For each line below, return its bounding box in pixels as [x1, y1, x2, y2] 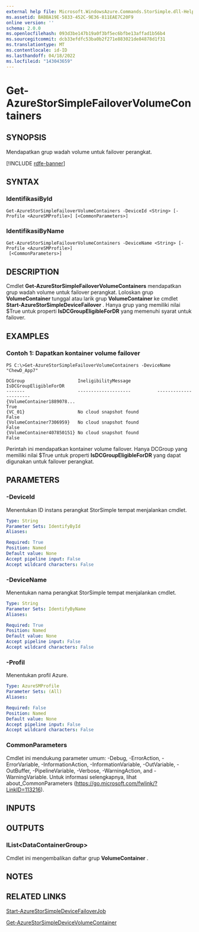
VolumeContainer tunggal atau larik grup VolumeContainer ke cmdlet [6, 295, 178, 302]
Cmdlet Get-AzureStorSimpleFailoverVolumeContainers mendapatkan [6, 283, 182, 290]
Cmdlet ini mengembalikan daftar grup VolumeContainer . [6, 854, 149, 861]
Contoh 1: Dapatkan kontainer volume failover [6, 349, 140, 357]
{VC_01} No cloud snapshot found [6, 409, 139, 415]
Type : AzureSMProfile [6, 683, 60, 689]
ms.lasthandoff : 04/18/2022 [6, 53, 76, 59]
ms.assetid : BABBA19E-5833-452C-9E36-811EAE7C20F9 [6, 14, 134, 20]
